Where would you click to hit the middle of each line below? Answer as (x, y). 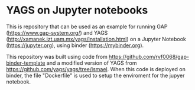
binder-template (26, 63)
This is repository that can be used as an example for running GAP (87, 26)
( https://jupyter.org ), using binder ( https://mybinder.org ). (75, 45)
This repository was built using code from (57, 56)
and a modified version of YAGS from (92, 63)
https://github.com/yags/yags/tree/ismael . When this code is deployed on (96, 69)
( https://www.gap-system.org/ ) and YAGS (57, 32)
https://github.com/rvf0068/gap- (149, 56)
